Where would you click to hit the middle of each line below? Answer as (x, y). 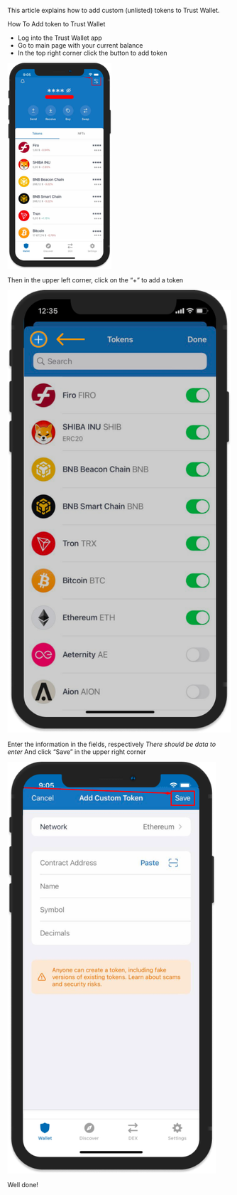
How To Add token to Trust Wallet (56, 24)
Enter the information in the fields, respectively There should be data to (112, 744)
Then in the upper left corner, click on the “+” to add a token (95, 280)
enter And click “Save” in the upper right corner (77, 752)
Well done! (23, 1185)
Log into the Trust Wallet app (60, 38)
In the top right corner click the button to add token (92, 53)
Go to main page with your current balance (80, 45)
